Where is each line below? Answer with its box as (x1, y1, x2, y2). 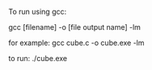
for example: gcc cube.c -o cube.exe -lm (8, 38, 145, 47)
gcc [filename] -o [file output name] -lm (8, 23, 141, 31)
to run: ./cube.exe (8, 54, 68, 63)
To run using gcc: (8, 7, 67, 16)
